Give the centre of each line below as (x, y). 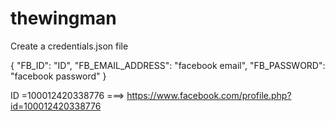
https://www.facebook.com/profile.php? (209, 95)
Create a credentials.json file (69, 46)
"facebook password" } (58, 76)
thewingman (63, 18)
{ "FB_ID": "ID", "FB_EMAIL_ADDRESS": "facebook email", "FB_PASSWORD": (168, 65)
